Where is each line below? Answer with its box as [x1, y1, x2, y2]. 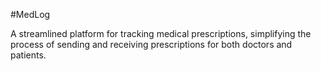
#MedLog [10, 9, 51, 20]
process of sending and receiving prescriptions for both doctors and [10, 39, 293, 50]
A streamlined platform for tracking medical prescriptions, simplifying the [10, 28, 312, 39]
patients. [10, 49, 47, 61]
